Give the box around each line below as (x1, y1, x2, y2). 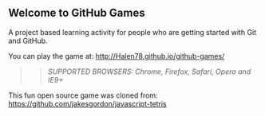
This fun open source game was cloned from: (8, 91, 158, 100)
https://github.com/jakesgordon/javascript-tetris (8, 99, 168, 108)
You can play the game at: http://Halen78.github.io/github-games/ (8, 51, 225, 60)
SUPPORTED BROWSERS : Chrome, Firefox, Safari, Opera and (47, 67, 251, 76)
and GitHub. (8, 36, 48, 45)
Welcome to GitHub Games (8, 6, 145, 20)
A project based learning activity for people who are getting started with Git (8, 27, 257, 37)
